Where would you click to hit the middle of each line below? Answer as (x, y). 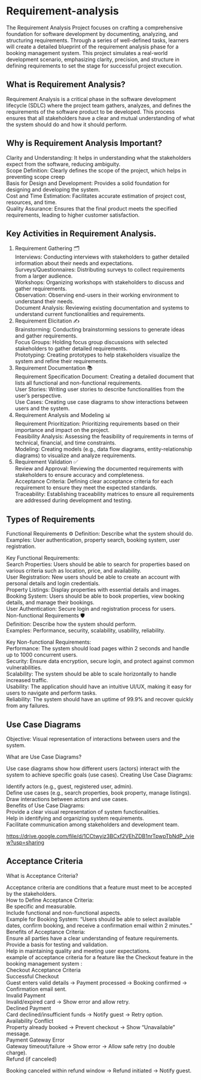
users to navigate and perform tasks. (52, 693)
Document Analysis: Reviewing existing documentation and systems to (102, 308)
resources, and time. (31, 202)
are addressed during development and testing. (74, 500)
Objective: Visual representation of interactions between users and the (93, 739)
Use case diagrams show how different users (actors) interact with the (93, 768)
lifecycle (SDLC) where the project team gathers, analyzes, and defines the (99, 105)
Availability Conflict (30, 1021)
